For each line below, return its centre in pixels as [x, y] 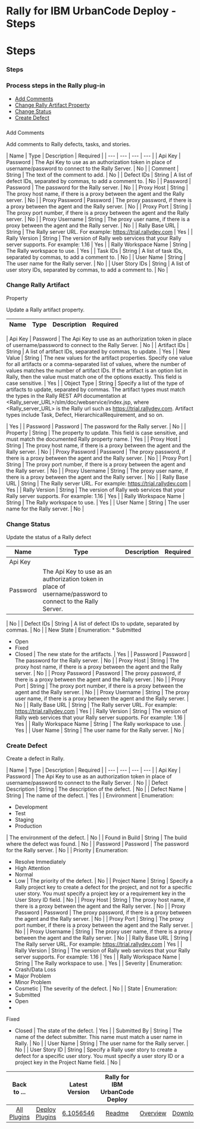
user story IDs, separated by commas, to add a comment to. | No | [87, 270]
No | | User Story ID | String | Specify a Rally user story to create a [96, 1050]
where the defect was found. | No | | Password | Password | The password [98, 844]
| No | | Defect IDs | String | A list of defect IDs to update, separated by [93, 624]
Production [28, 826]
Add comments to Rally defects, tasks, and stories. [68, 144]
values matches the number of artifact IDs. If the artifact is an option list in [97, 370]
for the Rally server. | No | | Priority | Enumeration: [67, 850]
